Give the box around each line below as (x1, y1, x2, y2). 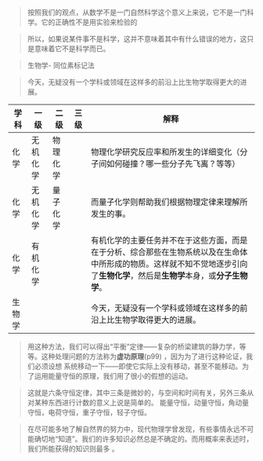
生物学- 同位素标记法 (27, 60, 95, 70)
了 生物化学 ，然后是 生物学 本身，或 (91, 270, 217, 281)
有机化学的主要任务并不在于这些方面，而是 (91, 235, 248, 246)
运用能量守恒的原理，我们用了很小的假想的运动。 (34, 371, 193, 380)
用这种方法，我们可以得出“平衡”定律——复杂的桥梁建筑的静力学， (27, 342, 240, 351)
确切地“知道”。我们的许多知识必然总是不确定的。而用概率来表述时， (34, 434, 254, 443)
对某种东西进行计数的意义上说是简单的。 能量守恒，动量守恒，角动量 (27, 398, 249, 407)
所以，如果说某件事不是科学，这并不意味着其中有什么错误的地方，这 (27, 35, 247, 43)
